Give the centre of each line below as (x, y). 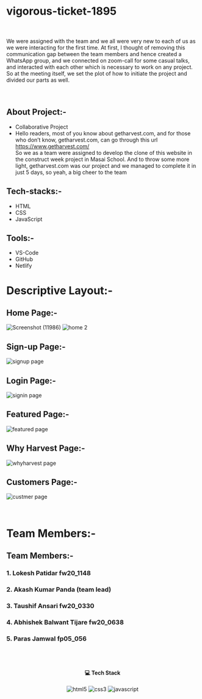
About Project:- (37, 112)
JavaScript (29, 219)
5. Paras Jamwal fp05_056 (47, 639)
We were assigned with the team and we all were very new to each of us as (101, 41)
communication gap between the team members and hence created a (94, 54)
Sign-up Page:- (36, 347)
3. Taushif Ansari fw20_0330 (50, 606)
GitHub (24, 259)
